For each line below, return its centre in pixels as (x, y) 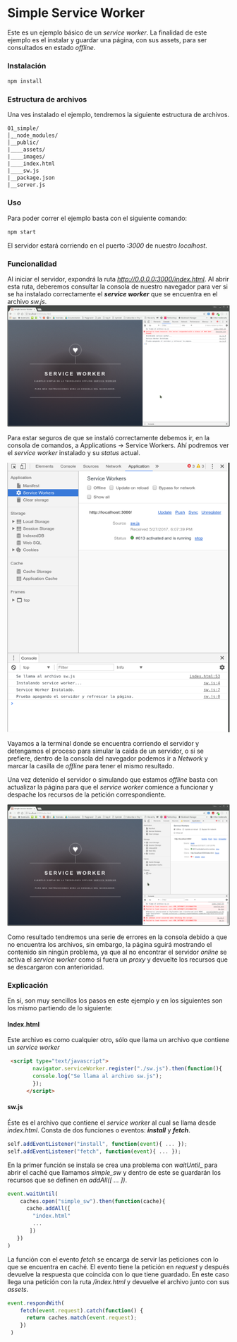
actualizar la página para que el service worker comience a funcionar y (110, 787)
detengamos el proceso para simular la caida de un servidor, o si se (106, 751)
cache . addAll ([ (48, 1209)
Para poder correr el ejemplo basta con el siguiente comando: (97, 218)
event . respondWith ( (36, 1303)
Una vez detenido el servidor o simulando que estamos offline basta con (113, 780)
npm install (25, 81)
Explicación (28, 985)
